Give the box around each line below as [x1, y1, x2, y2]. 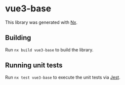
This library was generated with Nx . [5, 19, 78, 25]
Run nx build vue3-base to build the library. [5, 46, 94, 52]
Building [5, 34, 31, 42]
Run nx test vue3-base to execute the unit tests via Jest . [5, 74, 121, 80]
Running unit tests [5, 61, 63, 70]
